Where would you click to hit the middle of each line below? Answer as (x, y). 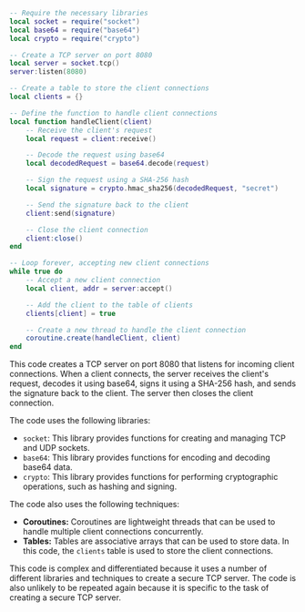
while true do (36, 272)
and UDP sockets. (56, 448)
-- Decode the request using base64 (96, 155)
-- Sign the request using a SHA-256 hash (107, 180)
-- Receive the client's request (89, 130)
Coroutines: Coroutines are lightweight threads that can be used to (149, 522)
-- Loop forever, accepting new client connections (109, 263)
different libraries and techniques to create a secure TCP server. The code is (153, 578)
